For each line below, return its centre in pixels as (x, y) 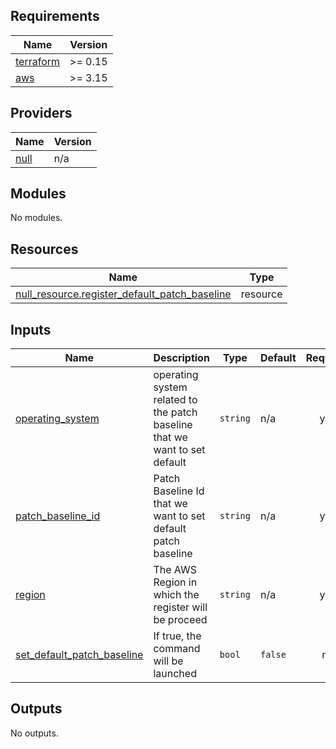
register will (180, 607)
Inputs (31, 329)
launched (175, 674)
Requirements (55, 16)
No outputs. (34, 733)
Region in (175, 582)
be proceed (180, 620)
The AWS (175, 570)
